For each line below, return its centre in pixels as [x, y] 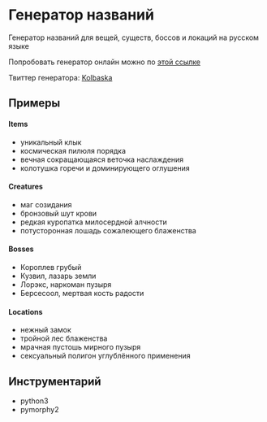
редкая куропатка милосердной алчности [94, 222]
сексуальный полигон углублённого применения [105, 356]
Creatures [26, 187]
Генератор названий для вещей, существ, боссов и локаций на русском [134, 37]
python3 [34, 401]
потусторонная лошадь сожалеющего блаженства [108, 230]
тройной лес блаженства [64, 338]
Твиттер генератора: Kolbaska [60, 77]
